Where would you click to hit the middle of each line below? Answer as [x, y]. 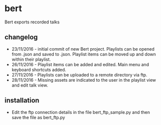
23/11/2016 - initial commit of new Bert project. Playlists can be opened [83, 49]
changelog [21, 37]
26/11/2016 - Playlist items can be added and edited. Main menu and [80, 64]
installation [22, 100]
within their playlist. [31, 59]
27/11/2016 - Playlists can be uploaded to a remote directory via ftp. [79, 75]
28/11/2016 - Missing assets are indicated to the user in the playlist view [84, 80]
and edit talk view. [30, 85]
